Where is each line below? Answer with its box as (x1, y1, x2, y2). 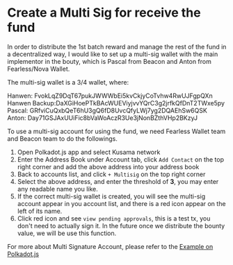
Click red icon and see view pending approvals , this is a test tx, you (17, 214, 211, 223)
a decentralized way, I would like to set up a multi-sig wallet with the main (7, 50, 218, 58)
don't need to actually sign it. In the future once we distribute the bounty (17, 221, 225, 230)
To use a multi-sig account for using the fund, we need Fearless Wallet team (7, 127, 226, 135)
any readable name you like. (17, 185, 99, 193)
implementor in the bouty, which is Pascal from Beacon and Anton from (7, 57, 212, 65)
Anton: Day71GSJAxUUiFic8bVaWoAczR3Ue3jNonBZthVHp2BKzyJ (7, 113, 198, 122)
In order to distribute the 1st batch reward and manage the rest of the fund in (7, 42, 227, 51)
